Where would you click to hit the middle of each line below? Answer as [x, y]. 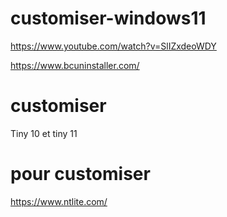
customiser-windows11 [108, 18]
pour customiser [80, 174]
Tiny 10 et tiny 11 [44, 133]
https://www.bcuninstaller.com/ [75, 65]
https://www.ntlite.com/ [59, 201]
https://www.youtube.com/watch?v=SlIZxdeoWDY [113, 46]
